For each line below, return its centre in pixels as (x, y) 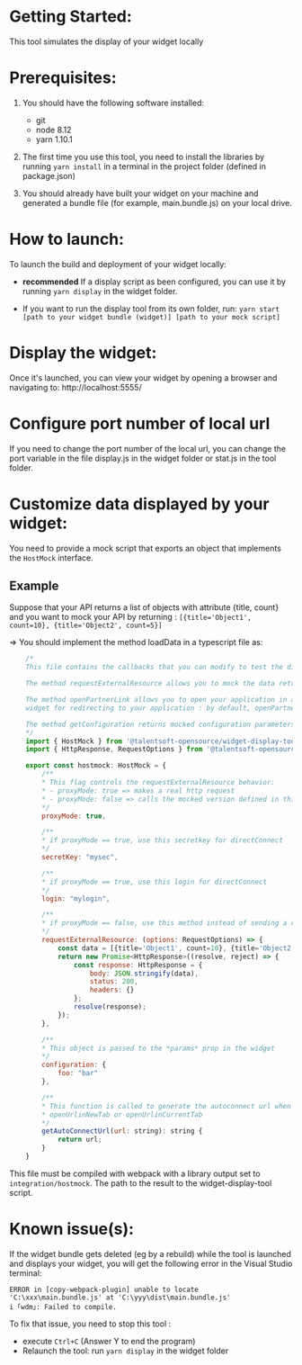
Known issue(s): (72, 1229)
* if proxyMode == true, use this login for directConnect (155, 882)
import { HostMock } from (74, 741)
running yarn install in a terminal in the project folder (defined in (144, 166)
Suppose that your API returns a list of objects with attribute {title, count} (144, 607)
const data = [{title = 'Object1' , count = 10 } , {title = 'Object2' (176, 948)
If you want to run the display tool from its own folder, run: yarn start (151, 309)
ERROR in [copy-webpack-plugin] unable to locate (104, 1289)
